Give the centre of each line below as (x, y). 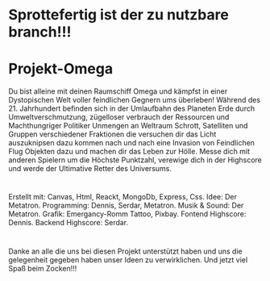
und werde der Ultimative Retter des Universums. (90, 169)
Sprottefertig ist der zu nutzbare (119, 15)
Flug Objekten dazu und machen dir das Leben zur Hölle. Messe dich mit (129, 152)
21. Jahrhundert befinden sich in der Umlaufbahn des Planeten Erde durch (132, 109)
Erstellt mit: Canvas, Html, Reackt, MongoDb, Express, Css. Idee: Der (123, 197)
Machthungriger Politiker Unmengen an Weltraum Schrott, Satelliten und (128, 126)
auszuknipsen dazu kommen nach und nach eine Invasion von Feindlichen (132, 143)
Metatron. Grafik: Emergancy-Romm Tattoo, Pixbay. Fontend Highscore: (127, 214)
